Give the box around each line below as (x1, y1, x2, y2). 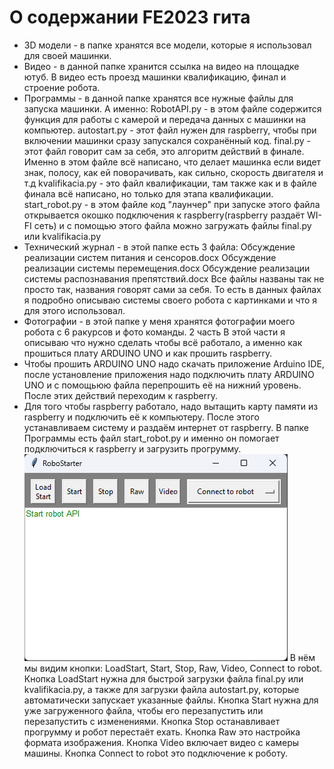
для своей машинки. (23, 49, 112, 61)
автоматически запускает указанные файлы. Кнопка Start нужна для (23, 694, 319, 706)
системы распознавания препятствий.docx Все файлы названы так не (23, 272, 325, 285)
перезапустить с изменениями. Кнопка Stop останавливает (23, 715, 281, 727)
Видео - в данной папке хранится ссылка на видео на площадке (23, 60, 300, 72)
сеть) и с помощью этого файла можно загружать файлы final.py (33, 219, 312, 231)
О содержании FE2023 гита (9, 6, 251, 29)
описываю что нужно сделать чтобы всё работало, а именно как (23, 336, 303, 348)
